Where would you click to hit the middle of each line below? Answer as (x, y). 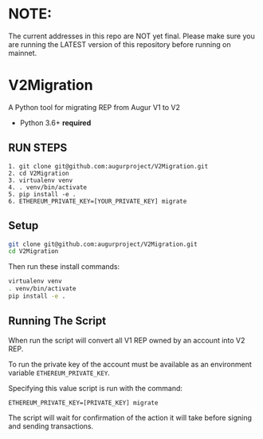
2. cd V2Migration (39, 173)
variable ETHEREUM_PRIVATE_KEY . (59, 373)
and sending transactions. (51, 426)
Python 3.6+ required (55, 123)
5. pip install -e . (43, 194)
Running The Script (57, 321)
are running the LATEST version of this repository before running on (120, 44)
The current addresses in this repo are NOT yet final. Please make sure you (131, 36)
